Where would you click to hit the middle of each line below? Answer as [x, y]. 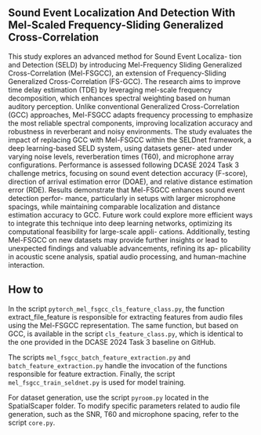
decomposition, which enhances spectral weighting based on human [120, 98]
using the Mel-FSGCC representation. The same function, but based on [123, 325]
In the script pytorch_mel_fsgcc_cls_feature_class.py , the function [116, 309]
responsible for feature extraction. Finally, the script [92, 374]
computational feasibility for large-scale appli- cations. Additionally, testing [129, 232]
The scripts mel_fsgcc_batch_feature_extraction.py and [99, 357]
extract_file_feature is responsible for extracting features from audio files [125, 316]
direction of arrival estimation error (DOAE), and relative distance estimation [130, 181]
